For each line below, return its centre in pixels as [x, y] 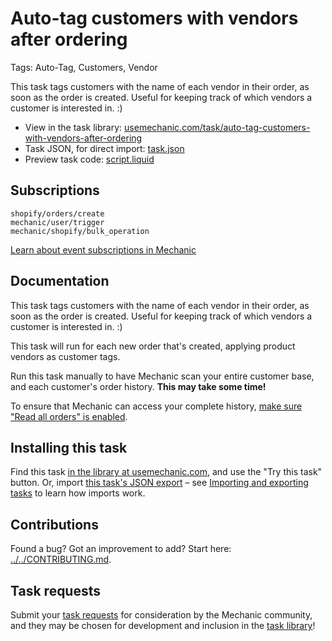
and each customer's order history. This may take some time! [138, 386]
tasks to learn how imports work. [78, 493]
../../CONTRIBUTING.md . [61, 559]
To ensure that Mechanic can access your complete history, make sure [156, 406]
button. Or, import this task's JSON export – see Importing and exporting [159, 483]
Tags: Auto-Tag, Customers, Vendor [84, 67]
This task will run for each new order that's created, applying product [153, 346]
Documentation [60, 281]
